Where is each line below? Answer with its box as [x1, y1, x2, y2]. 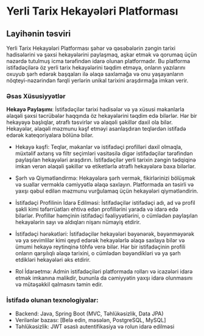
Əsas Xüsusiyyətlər [6, 92, 66, 100]
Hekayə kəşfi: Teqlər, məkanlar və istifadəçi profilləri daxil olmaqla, [15, 143, 183, 151]
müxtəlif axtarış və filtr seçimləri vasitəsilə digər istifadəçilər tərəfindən [15, 150, 193, 157]
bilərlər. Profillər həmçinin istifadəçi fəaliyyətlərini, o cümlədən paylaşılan [15, 212, 198, 219]
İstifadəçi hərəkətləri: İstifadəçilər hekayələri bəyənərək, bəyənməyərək [15, 230, 195, 238]
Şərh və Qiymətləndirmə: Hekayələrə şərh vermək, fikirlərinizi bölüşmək [15, 174, 196, 182]
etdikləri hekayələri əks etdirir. [15, 256, 91, 264]
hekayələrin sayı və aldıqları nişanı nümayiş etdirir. [15, 219, 141, 226]
